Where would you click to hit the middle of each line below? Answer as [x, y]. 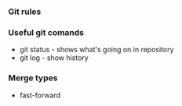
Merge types [33, 78]
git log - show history [54, 58]
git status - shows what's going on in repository [96, 50]
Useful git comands [46, 32]
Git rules [25, 12]
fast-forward [40, 95]
